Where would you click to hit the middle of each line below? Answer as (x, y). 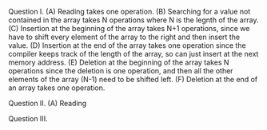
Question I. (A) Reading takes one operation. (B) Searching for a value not (130, 12)
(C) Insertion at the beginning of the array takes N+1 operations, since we (129, 28)
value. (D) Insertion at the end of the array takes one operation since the (127, 45)
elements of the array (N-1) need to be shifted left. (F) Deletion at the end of (133, 79)
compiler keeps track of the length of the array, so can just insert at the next (133, 54)
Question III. (28, 118)
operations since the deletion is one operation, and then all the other (121, 71)
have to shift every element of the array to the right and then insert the (124, 37)
